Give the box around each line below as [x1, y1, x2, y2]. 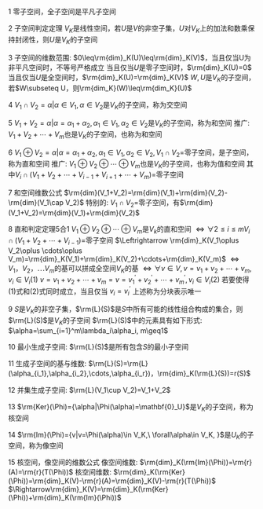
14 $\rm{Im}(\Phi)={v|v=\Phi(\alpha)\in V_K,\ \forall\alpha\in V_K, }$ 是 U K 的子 [8, 430, 254, 441]
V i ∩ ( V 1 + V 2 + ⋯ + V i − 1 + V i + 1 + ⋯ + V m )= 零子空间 [15, 170, 184, 181]
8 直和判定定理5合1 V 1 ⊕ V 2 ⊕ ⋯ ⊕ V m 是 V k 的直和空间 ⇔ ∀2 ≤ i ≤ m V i [8, 224, 250, 236]
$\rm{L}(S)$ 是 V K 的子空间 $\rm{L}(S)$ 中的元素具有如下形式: [8, 316, 203, 327]
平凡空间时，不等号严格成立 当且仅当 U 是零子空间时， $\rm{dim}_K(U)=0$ [14, 62, 253, 72]
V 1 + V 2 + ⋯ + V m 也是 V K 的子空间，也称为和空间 [8, 129, 163, 141]
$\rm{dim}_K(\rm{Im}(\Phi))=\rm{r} [139, 458, 253, 467]
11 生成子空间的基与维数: [8, 358, 87, 368]
